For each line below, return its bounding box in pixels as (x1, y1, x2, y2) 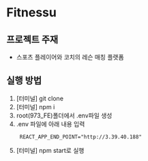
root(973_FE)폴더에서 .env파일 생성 (16, 111, 113, 119)
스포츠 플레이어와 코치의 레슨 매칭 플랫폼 (16, 53, 124, 61)
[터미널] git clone (16, 94, 64, 102)
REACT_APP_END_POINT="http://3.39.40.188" (19, 133, 143, 141)
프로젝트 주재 (6, 33, 59, 45)
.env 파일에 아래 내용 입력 (16, 119, 85, 128)
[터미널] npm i (16, 102, 55, 111)
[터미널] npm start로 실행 (16, 146, 85, 154)
